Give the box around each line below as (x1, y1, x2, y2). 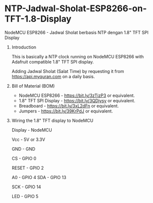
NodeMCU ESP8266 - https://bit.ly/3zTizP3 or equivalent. (19, 92, 135, 98)
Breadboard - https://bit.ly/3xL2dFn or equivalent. (19, 103, 119, 109)
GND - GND (11, 146, 36, 152)
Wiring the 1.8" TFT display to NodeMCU (11, 117, 94, 123)
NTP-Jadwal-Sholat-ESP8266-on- (4, 3, 147, 14)
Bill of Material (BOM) (11, 83, 55, 89)
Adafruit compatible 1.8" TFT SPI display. (11, 59, 94, 65)
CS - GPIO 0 (11, 155, 37, 161)
